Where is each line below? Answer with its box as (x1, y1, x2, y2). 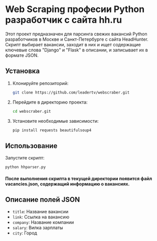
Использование (5, 141, 58, 150)
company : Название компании (12, 219, 74, 225)
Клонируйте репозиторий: (12, 80, 69, 86)
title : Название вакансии (12, 209, 69, 215)
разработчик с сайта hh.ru (5, 14, 122, 26)
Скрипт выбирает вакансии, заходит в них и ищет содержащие (5, 41, 141, 47)
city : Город (12, 230, 38, 236)
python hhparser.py (5, 165, 46, 170)
